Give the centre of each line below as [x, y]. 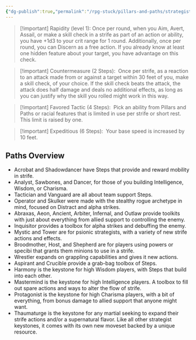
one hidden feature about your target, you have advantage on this [99, 53]
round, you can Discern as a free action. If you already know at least [102, 47]
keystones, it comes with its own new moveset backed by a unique [94, 326]
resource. [25, 332]
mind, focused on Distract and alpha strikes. [67, 207]
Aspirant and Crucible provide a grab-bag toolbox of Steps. [85, 263]
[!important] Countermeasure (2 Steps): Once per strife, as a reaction [104, 70]
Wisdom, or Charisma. [41, 188]
